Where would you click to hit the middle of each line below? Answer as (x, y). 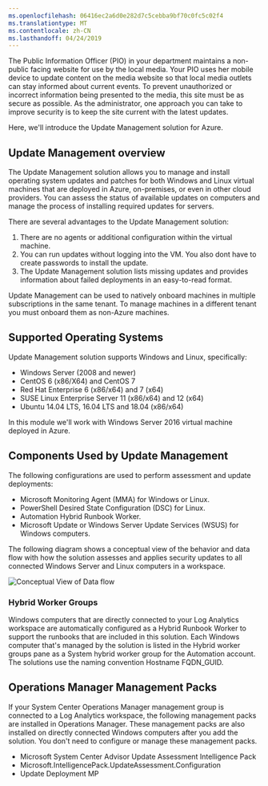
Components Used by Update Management (118, 456)
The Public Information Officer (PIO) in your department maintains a (120, 61)
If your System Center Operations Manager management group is (116, 707)
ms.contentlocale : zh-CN (50, 30)
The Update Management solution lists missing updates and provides (134, 271)
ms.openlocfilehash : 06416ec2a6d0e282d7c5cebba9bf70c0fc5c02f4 (116, 16)
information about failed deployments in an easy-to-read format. (126, 280)
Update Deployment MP (59, 773)
